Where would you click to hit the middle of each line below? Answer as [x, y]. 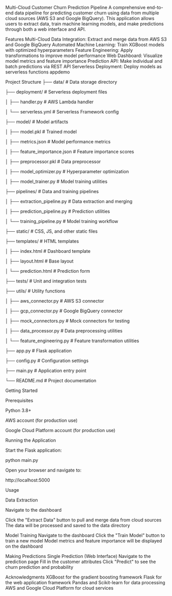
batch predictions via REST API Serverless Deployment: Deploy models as [83, 67]
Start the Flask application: [34, 450]
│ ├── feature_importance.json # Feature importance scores [70, 152]
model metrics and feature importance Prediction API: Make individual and [84, 61]
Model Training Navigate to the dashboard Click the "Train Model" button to [85, 535]
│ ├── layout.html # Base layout [39, 261]
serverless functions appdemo [38, 72]
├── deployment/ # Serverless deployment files [56, 92]
